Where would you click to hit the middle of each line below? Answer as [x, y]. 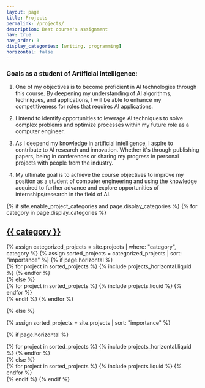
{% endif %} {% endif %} [38, 379]
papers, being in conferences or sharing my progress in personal [97, 157]
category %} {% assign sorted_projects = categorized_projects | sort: [94, 253]
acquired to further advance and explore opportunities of [87, 188]
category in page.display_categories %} [57, 213]
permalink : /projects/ [35, 23]
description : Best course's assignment [57, 29]
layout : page [23, 12]
